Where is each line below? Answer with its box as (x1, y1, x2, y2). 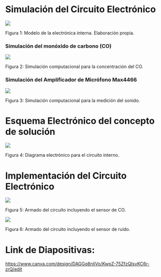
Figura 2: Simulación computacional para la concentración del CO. (5, 63, 143, 70)
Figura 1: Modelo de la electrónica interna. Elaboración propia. (5, 29, 135, 36)
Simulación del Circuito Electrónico (5, 4, 156, 15)
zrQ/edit (5, 266, 22, 272)
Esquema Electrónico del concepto (5, 115, 155, 126)
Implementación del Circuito (5, 170, 127, 181)
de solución (5, 126, 56, 137)
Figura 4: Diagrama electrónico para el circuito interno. (5, 152, 119, 158)
